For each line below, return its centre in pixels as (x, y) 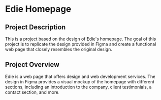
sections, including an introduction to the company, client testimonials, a (78, 87)
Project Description (35, 27)
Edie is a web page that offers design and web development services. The (80, 76)
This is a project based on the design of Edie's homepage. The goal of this (80, 39)
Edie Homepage (38, 9)
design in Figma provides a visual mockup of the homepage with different (80, 81)
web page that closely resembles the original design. (59, 49)
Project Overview (32, 65)
